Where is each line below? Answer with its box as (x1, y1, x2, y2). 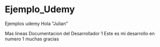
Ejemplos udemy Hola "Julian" (5, 20, 68, 27)
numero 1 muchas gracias (5, 36, 59, 42)
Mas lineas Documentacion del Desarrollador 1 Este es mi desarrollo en (5, 30, 155, 36)
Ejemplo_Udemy (5, 4, 75, 15)
